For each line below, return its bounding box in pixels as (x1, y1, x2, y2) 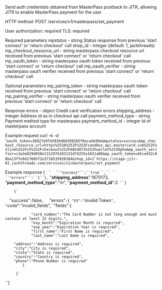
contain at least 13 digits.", (5, 216, 68, 221)
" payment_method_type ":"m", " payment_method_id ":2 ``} (5, 179, 127, 185)
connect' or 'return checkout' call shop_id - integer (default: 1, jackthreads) (5, 43, 155, 48)
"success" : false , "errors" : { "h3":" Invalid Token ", (9, 197, 115, 203)
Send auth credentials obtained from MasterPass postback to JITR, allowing (5, 4, 157, 10)
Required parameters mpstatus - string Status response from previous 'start (5, 37, 157, 43)
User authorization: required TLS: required (5, 28, 90, 33)
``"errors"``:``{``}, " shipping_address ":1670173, (5, 175, 109, 180)
